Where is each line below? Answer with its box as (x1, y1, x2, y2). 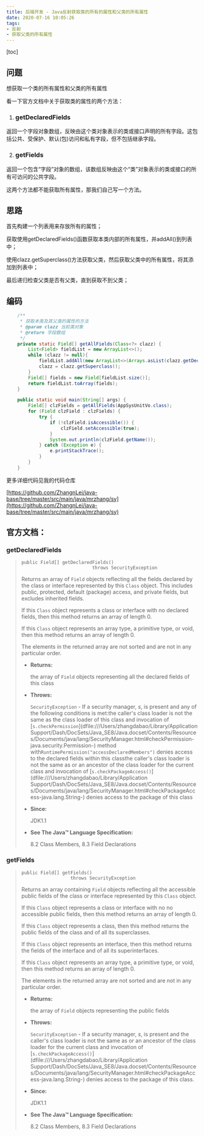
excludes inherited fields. (21, 595, 84, 602)
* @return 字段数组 (19, 329, 66, 336)
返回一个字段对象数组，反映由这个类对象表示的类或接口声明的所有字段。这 (6, 128, 192, 135)
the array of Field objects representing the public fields (30, 1007, 169, 1014)
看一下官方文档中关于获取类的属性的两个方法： (6, 97, 123, 105)
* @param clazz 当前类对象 (19, 323, 84, 330)
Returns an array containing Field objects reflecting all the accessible (21, 886, 196, 893)
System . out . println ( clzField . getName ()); (49, 436, 156, 442)
